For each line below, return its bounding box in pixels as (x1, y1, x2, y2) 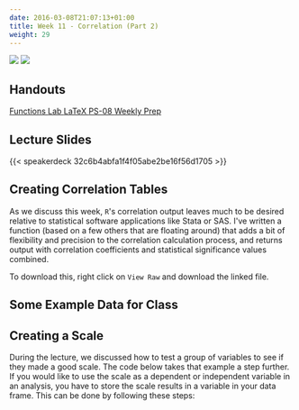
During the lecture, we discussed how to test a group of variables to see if (9, 352, 284, 363)
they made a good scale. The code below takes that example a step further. (9, 361, 290, 372)
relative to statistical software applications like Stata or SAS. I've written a (9, 215, 282, 226)
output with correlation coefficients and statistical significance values (9, 244, 267, 255)
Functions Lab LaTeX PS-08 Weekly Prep (9, 105, 162, 117)
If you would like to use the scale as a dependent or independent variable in (9, 371, 291, 382)
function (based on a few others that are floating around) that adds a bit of (9, 224, 285, 235)
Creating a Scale (9, 328, 104, 343)
